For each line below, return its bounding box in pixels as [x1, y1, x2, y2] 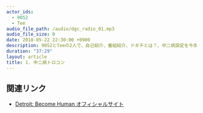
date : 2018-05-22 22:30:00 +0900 [6, 37, 91, 43]
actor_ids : [6, 8, 34, 15]
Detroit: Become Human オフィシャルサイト [14, 100, 124, 108]
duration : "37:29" [6, 48, 53, 54]
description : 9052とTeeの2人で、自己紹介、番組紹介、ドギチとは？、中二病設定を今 [6, 43, 193, 49]
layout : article [6, 54, 47, 60]
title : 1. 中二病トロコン [6, 59, 65, 65]
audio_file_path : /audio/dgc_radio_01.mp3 [6, 25, 115, 32]
